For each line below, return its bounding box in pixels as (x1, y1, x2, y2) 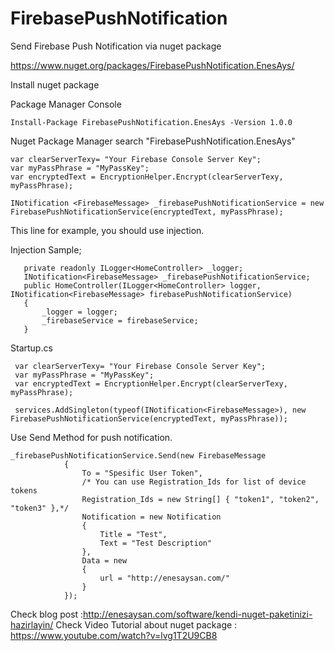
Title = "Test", (99, 529, 168, 539)
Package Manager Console (10, 98, 122, 110)
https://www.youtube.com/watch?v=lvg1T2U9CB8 (10, 629, 218, 641)
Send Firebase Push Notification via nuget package (10, 40, 222, 52)
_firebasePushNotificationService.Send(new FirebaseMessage (10, 450, 267, 461)
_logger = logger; (41, 307, 118, 317)
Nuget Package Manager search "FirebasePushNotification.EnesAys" (10, 135, 296, 147)
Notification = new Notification (81, 512, 222, 522)
